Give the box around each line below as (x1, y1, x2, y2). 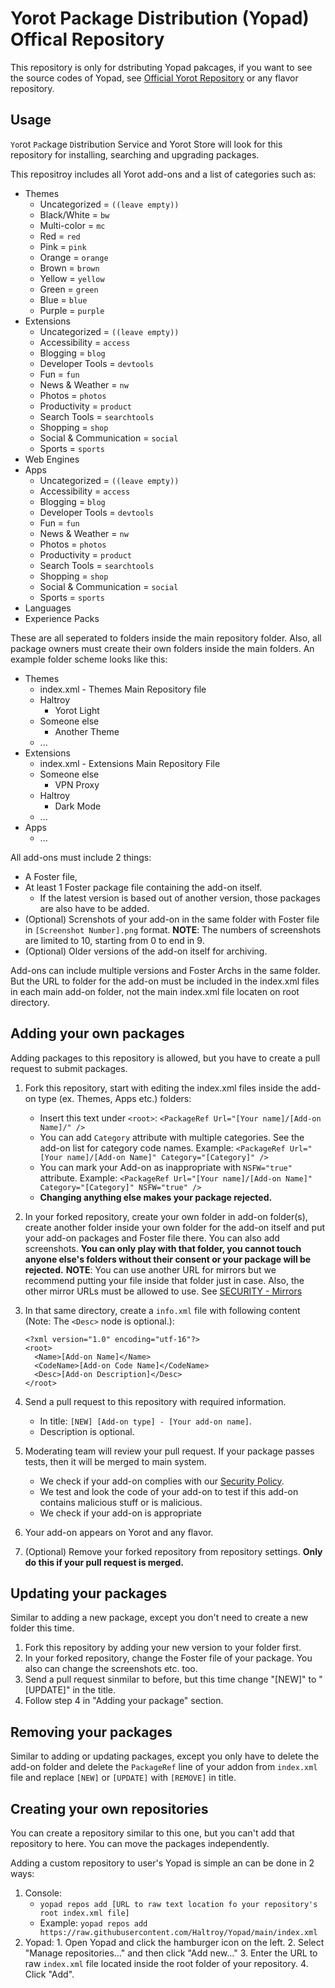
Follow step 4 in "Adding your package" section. (24, 1695, 224, 1707)
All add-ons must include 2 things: (10, 851, 152, 863)
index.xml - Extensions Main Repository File (39, 757, 221, 769)
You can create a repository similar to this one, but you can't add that (10, 1827, 295, 1839)
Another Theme (54, 725, 120, 737)
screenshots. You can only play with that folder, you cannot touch (24, 1242, 302, 1254)
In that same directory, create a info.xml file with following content (24, 1304, 301, 1316)
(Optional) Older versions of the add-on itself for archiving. (24, 945, 268, 957)
